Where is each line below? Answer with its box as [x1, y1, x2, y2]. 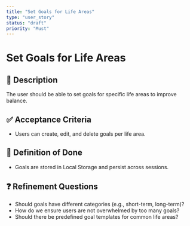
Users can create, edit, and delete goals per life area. [14, 130, 146, 138]
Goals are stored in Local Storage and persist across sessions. [14, 163, 169, 170]
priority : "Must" [6, 25, 50, 32]
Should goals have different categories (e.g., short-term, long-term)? [14, 200, 185, 207]
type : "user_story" [6, 14, 55, 20]
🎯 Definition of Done [6, 148, 82, 158]
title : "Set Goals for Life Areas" [6, 8, 95, 15]
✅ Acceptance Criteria [6, 114, 91, 124]
